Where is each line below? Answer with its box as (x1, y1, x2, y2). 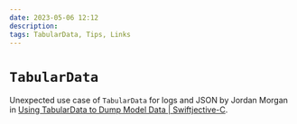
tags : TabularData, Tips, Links (9, 30, 131, 39)
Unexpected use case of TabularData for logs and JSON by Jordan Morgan (9, 95, 289, 106)
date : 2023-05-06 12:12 (9, 13, 99, 22)
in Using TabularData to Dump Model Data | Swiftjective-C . (9, 104, 228, 115)
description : (9, 22, 59, 31)
